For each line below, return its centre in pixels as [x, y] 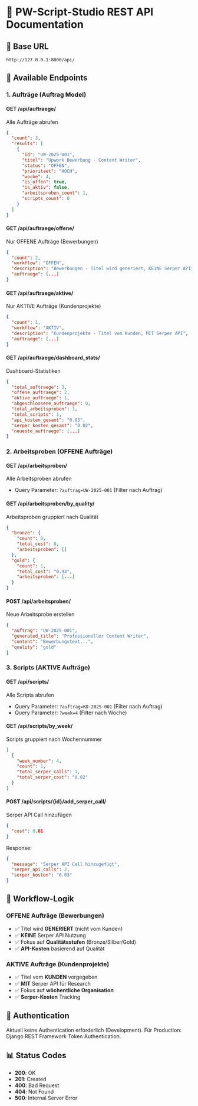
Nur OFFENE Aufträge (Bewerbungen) [52, 241]
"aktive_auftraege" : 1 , [40, 398]
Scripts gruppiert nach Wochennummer [54, 739]
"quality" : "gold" [34, 647]
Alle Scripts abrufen [30, 695]
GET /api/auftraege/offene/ [40, 228]
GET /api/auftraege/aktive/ [40, 293]
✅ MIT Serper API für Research [53, 984]
